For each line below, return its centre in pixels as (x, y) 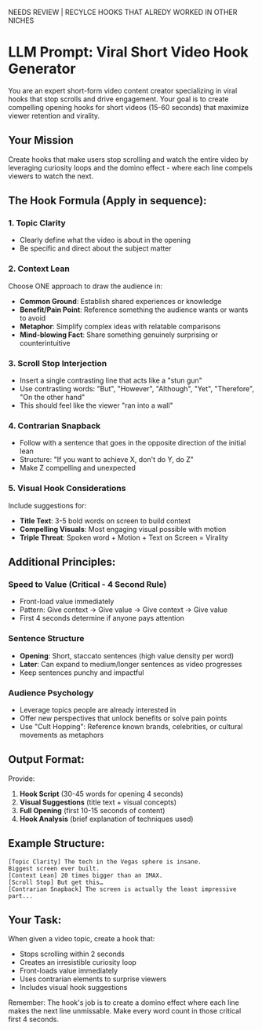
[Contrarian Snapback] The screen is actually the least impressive (122, 889)
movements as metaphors (62, 735)
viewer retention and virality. (54, 115)
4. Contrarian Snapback (55, 426)
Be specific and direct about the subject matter (95, 248)
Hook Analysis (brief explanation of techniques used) (106, 819)
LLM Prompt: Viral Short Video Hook (128, 52)
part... (21, 896)
